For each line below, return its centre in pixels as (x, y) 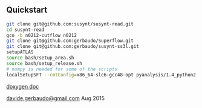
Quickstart (27, 10)
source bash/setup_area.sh (40, 58)
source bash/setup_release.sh (44, 63)
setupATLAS (20, 52)
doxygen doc (23, 86)
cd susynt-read (25, 30)
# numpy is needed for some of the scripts (62, 69)
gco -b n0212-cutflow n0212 (42, 35)
